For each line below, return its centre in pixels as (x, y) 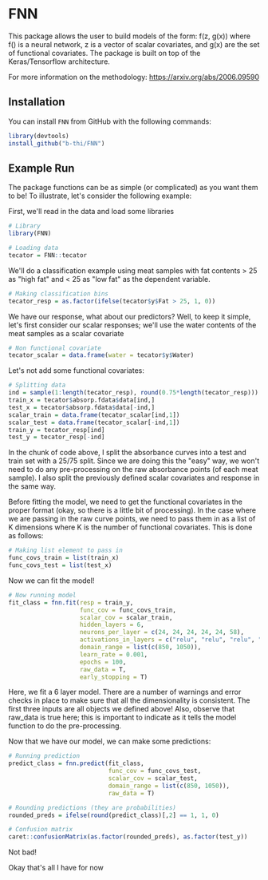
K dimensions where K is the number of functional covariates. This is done (130, 527)
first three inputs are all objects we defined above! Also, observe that (122, 709)
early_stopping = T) (114, 677)
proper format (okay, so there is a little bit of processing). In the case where (132, 510)
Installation (37, 102)
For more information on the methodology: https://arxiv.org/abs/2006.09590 (134, 77)
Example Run (41, 168)
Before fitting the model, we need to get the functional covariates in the (126, 502)
